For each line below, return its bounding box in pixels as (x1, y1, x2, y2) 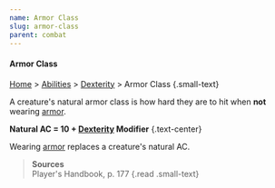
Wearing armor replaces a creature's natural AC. (9, 141, 191, 152)
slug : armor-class (9, 22, 79, 31)
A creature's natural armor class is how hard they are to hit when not (9, 96, 267, 107)
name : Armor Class (9, 13, 79, 23)
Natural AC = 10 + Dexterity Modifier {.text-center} (9, 124, 202, 134)
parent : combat (9, 30, 67, 39)
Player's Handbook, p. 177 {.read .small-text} (31, 168, 200, 179)
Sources (31, 158, 65, 169)
